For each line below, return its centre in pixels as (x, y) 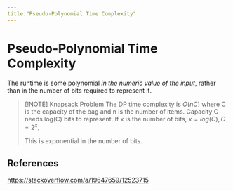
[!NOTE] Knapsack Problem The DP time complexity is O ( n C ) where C (125, 104)
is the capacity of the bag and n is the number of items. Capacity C (121, 111)
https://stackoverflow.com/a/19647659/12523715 (78, 180)
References (33, 163)
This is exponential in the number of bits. (83, 141)
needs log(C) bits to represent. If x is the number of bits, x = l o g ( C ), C (125, 119)
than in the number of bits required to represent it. (80, 90)
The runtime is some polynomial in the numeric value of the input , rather (112, 83)
